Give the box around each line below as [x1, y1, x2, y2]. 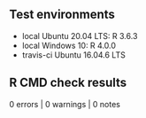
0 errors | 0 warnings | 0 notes [9, 98, 121, 109]
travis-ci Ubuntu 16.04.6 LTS [21, 49, 126, 60]
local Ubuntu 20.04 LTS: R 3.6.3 [21, 30, 138, 41]
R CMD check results [9, 75, 127, 90]
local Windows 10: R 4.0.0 [21, 40, 117, 51]
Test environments [9, 7, 115, 22]
